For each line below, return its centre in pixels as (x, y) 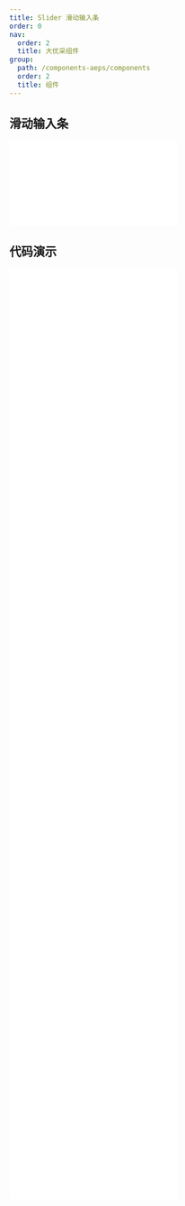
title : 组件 (39, 85)
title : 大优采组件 (48, 51)
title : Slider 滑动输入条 (54, 18)
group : (22, 60)
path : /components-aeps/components (84, 69)
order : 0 (26, 26)
